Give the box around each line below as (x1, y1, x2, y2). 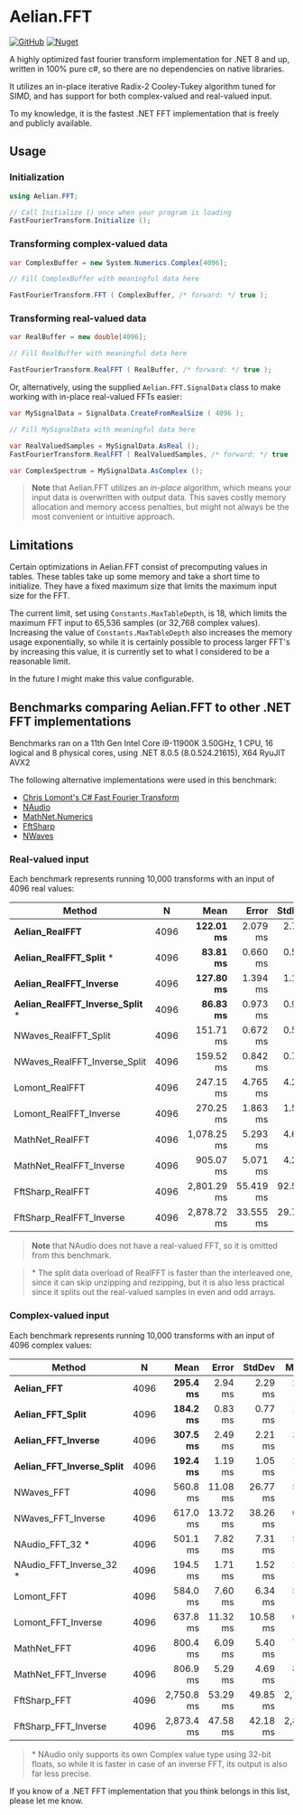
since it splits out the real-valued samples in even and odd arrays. (31, 1287, 277, 1298)
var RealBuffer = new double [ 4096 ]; (9, 333, 147, 342)
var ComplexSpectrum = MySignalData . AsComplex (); (9, 466, 204, 476)
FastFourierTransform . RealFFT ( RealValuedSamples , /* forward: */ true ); (9, 449, 300, 458)
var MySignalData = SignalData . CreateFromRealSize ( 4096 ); (9, 409, 244, 418)
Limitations (9, 537, 74, 553)
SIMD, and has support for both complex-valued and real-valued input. (9, 90, 272, 101)
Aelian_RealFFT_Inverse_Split (14, 997, 143, 1010)
